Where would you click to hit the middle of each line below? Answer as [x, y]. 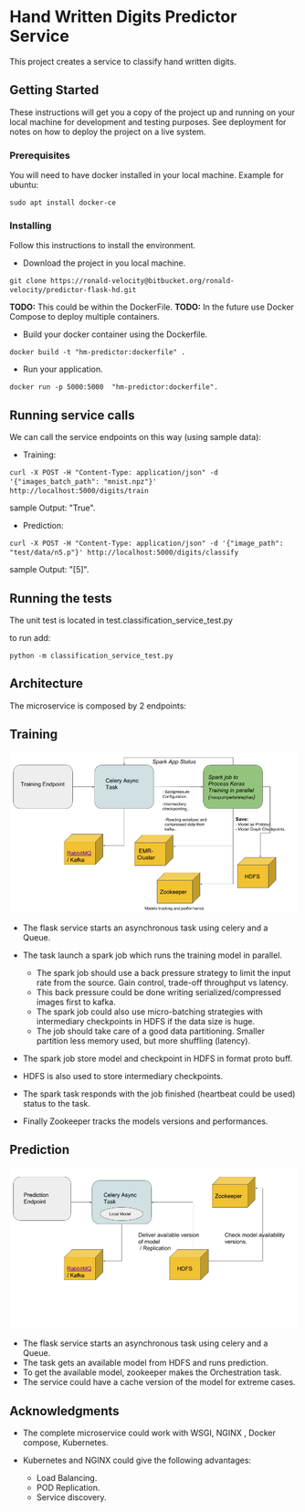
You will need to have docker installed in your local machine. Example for [147, 175]
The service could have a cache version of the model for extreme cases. [159, 1382]
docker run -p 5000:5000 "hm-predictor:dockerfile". [114, 387]
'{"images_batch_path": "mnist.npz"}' [83, 482]
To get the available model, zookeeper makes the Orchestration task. [152, 1372]
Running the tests [61, 598]
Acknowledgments [65, 1411]
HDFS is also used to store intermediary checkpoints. [123, 1076]
